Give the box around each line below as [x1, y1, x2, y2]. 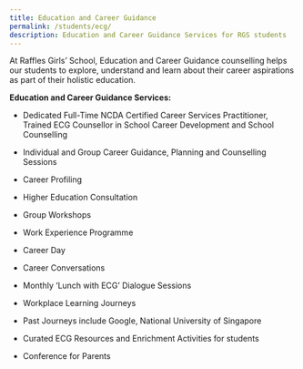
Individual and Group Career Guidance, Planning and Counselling [22, 147, 267, 158]
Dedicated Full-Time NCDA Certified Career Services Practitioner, [22, 110, 268, 121]
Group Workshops [22, 210, 92, 220]
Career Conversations [22, 262, 106, 273]
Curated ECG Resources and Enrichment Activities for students [22, 333, 259, 344]
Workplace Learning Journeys [22, 298, 136, 309]
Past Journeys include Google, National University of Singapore [22, 315, 262, 326]
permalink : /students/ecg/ [9, 22, 112, 31]
